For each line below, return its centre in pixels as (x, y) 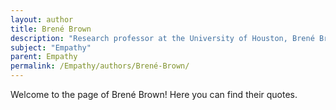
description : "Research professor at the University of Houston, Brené (162, 38)
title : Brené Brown (51, 29)
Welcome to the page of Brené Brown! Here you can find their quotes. (154, 94)
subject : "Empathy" (51, 47)
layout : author (42, 19)
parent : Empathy (44, 57)
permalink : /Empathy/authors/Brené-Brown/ (100, 66)
